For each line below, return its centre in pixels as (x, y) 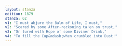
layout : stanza (20, 9)
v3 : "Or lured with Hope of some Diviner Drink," (56, 32)
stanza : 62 (16, 18)
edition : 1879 (19, 14)
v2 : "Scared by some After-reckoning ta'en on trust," (61, 27)
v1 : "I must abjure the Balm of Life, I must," (54, 23)
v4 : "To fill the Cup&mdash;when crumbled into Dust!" (61, 36)
